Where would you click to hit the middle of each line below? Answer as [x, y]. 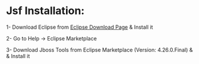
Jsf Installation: [45, 11]
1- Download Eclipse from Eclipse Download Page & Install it [80, 27]
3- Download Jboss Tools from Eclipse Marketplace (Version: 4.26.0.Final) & [99, 50]
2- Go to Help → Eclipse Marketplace [51, 38]
